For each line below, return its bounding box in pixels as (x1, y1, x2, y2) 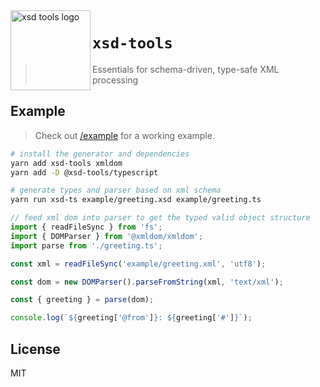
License (10, 340, 61, 358)
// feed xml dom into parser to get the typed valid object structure (10, 213, 311, 223)
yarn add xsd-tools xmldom (10, 158, 123, 168)
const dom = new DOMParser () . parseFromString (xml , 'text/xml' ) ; (10, 277, 284, 287)
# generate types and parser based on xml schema (10, 185, 222, 196)
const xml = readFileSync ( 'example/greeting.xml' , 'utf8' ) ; (10, 259, 267, 269)
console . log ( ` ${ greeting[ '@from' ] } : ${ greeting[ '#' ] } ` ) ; (10, 313, 253, 323)
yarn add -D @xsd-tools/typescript (10, 167, 159, 178)
